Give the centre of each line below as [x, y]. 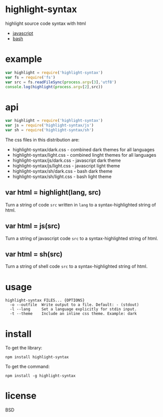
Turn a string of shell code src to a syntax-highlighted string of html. [76, 266]
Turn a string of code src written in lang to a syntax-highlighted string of [80, 204]
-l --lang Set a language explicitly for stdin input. [73, 309]
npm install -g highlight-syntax [40, 376]
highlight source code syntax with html [46, 23]
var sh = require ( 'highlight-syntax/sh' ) [50, 130]
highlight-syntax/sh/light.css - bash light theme [62, 177]
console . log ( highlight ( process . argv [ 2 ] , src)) [54, 87]
